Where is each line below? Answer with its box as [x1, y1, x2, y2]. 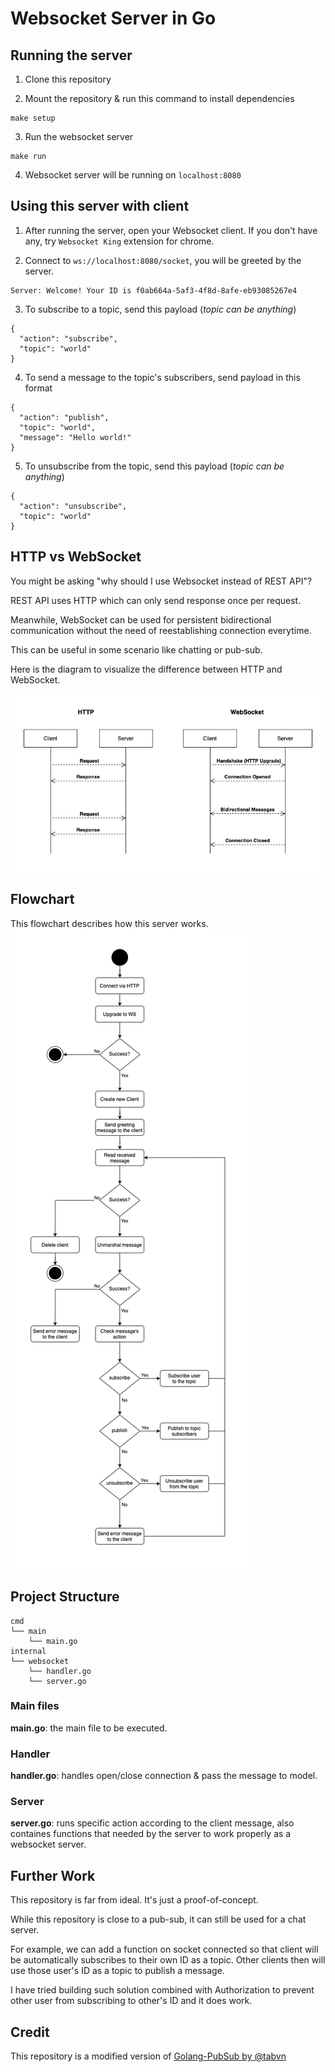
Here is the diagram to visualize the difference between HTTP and [10, 663, 283, 675]
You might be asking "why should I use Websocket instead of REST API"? [10, 575, 313, 587]
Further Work [10, 1867, 96, 1884]
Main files [10, 1699, 60, 1713]
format [24, 382, 53, 394]
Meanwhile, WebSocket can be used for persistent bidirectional [10, 613, 272, 626]
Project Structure [10, 1588, 120, 1606]
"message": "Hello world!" [19, 432, 132, 442]
